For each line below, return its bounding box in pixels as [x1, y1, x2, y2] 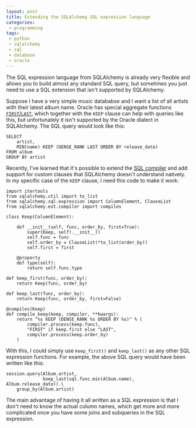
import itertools [6, 188, 49, 194]
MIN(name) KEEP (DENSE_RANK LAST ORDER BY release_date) [16, 144, 159, 150]
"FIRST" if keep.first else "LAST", [27, 326, 116, 333]
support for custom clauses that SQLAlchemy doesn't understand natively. [6, 170, 186, 177]
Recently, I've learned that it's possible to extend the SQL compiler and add [6, 165, 188, 172]
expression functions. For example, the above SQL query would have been [6, 353, 186, 360]
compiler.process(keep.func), [27, 321, 101, 327]
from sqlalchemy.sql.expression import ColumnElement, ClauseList [6, 198, 171, 204]
